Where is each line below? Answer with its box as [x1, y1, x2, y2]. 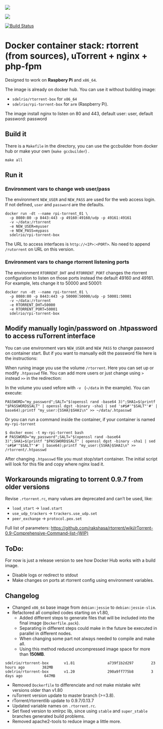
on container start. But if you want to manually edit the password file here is [5, 350, 157, 356]
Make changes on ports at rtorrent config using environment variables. [12, 577, 154, 583]
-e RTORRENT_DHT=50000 [9, 302, 55, 308]
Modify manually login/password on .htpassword [5, 324, 158, 332]
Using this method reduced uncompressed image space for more [19, 646, 150, 652]
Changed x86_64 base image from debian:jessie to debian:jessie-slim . [12, 604, 157, 610]
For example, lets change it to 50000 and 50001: [5, 280, 102, 286]
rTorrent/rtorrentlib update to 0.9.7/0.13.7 [12, 697, 94, 704]
